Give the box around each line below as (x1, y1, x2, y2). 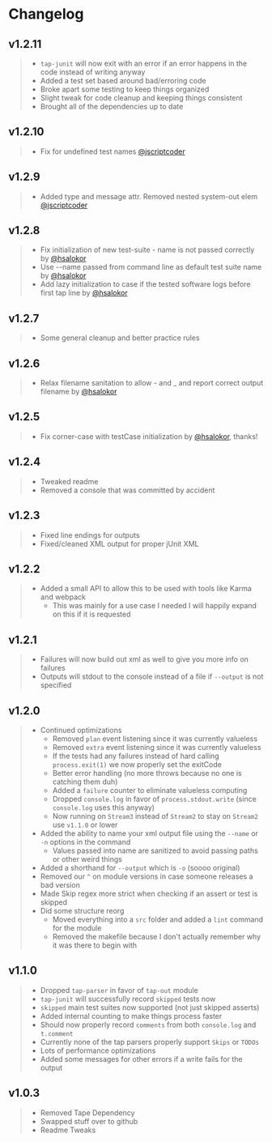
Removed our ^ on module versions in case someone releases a (40, 871, 253, 881)
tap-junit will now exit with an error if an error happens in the (40, 58, 248, 68)
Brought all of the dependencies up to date (40, 102, 184, 111)
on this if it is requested (52, 609, 131, 620)
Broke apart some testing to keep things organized (40, 84, 210, 94)
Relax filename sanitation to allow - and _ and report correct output (40, 378, 264, 388)
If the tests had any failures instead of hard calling (52, 751, 220, 761)
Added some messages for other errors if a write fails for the (40, 1054, 243, 1063)
